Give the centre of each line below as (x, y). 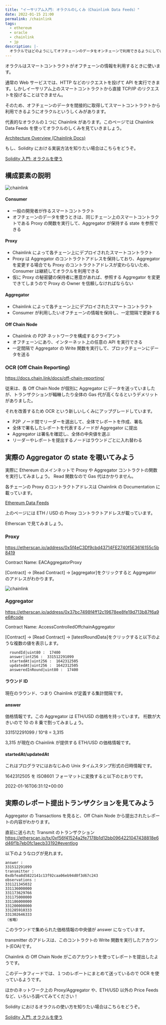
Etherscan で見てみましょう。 (35, 523)
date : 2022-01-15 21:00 (30, 14)
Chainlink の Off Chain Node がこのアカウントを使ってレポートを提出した (80, 957)
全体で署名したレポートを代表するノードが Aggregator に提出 (75, 428)
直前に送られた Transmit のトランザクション (50, 832)
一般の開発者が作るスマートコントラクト (53, 211)
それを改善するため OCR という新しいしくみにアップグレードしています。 (80, 411)
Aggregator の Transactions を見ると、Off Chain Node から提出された (76, 816)
